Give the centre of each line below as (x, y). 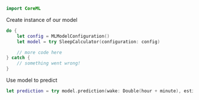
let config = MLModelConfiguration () (63, 36)
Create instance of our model (42, 20)
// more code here (39, 52)
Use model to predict (32, 80)
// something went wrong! (49, 63)
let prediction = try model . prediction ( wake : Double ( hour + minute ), (94, 91)
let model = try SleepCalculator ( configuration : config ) (89, 41)
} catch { (18, 58)
